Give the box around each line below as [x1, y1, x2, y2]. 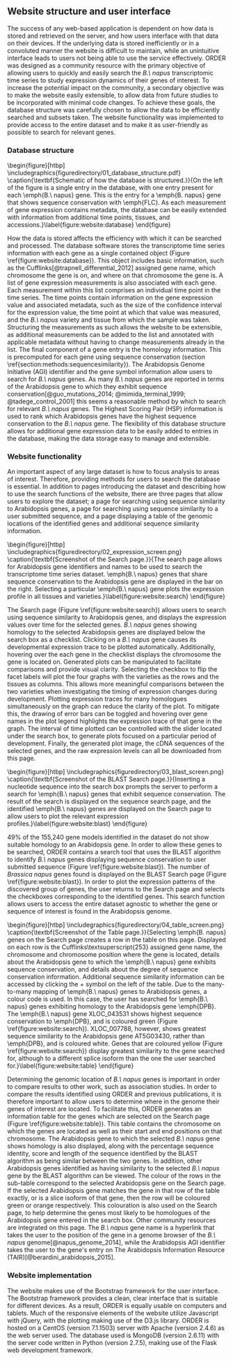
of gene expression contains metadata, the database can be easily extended [7, 206, 227, 214]
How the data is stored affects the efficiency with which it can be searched [7, 234, 222, 243]
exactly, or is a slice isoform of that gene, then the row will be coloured [7, 1193, 211, 1203]
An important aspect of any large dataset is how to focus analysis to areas [7, 468, 220, 476]
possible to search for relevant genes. [7, 128, 116, 136]
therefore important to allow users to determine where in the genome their [7, 1097, 220, 1106]
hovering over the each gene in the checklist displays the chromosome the [7, 650, 221, 659]
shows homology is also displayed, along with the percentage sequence [7, 1142, 214, 1150]
